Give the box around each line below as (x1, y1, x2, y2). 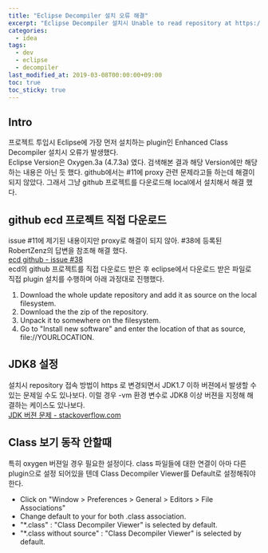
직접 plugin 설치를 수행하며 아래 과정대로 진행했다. (8, 275, 165, 283)
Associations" (19, 503, 66, 512)
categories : (8, 26, 48, 34)
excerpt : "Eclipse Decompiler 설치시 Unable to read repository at (8, 19, 233, 27)
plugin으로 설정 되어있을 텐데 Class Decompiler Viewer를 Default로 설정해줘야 (8, 468, 257, 478)
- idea (15, 34, 37, 42)
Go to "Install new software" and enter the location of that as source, (19, 324, 246, 334)
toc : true (8, 78, 41, 86)
